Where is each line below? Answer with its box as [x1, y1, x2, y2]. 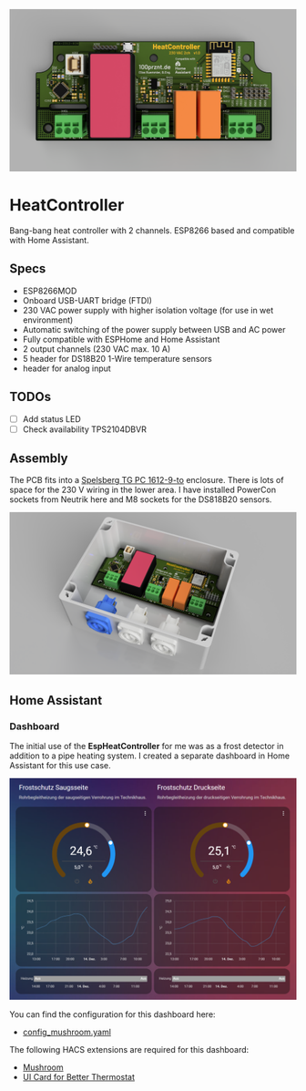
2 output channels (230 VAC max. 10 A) [22, 343, 171, 355]
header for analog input [22, 363, 111, 374]
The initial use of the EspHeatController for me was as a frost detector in [9, 741, 284, 752]
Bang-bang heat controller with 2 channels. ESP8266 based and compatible [9, 224, 295, 236]
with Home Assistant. [9, 234, 89, 245]
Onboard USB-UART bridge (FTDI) [22, 294, 153, 305]
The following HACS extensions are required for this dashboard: [9, 1045, 250, 1055]
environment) [22, 314, 74, 325]
